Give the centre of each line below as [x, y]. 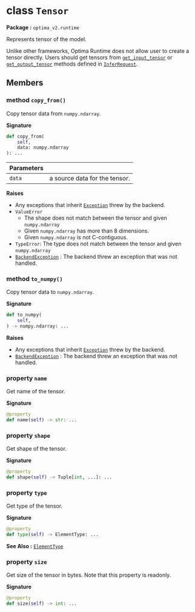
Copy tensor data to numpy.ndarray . [50, 292]
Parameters [26, 168]
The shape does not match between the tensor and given [96, 218]
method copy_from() [36, 100]
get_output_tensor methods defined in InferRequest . [72, 64]
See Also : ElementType [35, 546]
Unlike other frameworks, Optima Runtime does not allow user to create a [98, 51]
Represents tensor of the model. [46, 39]
